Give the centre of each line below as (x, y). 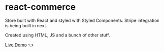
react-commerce (40, 7)
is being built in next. (26, 25)
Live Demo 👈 (19, 45)
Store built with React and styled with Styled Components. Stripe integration (82, 20)
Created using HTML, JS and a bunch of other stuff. (58, 35)
